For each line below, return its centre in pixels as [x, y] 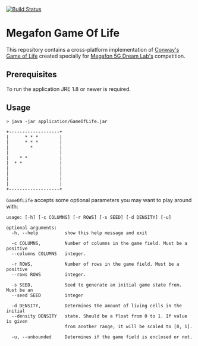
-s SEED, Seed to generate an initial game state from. [97, 285]
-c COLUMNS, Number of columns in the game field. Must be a [99, 243]
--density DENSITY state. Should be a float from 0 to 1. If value [99, 316]
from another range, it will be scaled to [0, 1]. [129, 326]
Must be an [20, 290]
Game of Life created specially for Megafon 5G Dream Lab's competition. [96, 56]
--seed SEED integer [48, 295]
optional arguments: [32, 228]
